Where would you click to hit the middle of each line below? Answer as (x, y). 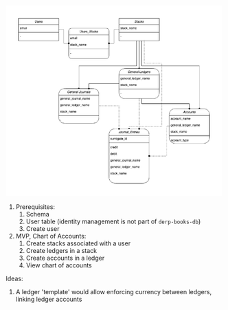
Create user (43, 229)
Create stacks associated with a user (78, 243)
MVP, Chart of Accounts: (51, 236)
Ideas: (14, 279)
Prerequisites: (35, 207)
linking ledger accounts (49, 299)
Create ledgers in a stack (61, 251)
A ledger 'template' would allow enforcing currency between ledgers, (114, 292)
